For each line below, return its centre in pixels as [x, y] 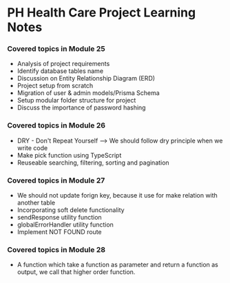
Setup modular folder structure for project [76, 101]
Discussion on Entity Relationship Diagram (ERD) [86, 78]
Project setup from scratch [55, 86]
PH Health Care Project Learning [102, 13]
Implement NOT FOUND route [59, 232]
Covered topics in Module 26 [56, 125]
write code [32, 148]
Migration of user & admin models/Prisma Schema [88, 93]
